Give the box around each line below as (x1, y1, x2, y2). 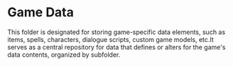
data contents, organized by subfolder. (7, 50, 121, 59)
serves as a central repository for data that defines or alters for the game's (7, 43, 226, 51)
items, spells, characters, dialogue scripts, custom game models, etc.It (7, 35, 215, 43)
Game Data (7, 4, 75, 21)
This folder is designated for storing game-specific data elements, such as (7, 28, 226, 36)
